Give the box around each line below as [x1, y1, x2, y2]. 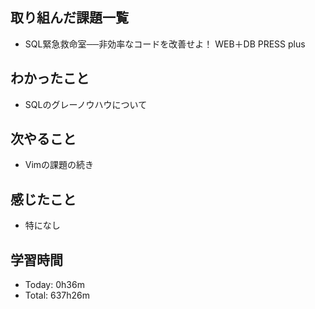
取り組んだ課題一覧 [10, 9, 129, 27]
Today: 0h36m [24, 279, 85, 291]
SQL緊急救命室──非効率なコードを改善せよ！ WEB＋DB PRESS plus [24, 38, 306, 50]
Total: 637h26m [24, 289, 91, 302]
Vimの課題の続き [24, 159, 95, 171]
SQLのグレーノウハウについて [24, 98, 148, 110]
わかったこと [10, 70, 90, 87]
